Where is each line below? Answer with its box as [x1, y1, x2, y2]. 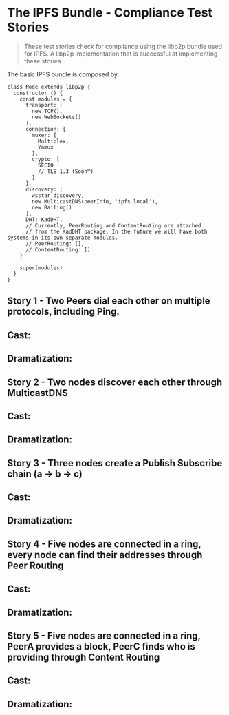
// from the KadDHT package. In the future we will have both [25, 228, 208, 235]
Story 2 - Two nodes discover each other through [7, 376, 223, 388]
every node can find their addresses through [7, 549, 203, 561]
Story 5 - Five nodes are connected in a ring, [7, 630, 201, 642]
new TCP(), [32, 107, 63, 114]
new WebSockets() [32, 114, 81, 121]
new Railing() [32, 204, 72, 211]
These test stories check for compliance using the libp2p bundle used [23, 42, 222, 50]
